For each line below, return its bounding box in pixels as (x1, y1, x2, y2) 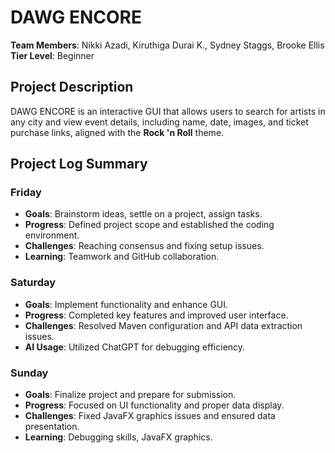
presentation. (24, 421, 80, 433)
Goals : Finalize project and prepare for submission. (24, 389, 237, 401)
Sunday (10, 366, 49, 380)
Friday (10, 186, 42, 200)
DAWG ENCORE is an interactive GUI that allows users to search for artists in (10, 105, 326, 117)
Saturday (10, 276, 57, 290)
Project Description (10, 79, 134, 96)
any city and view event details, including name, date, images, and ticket (10, 116, 309, 128)
